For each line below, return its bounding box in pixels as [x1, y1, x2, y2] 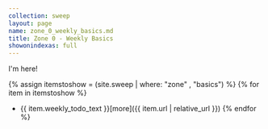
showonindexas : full [8, 42, 78, 50]
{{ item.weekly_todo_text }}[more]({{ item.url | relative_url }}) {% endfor [19, 104, 257, 114]
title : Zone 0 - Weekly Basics [8, 34, 114, 43]
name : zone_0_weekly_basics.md [8, 27, 114, 35]
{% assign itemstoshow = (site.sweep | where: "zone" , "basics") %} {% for [8, 80, 260, 89]
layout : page [8, 19, 52, 27]
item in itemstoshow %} [8, 88, 87, 98]
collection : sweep [8, 11, 70, 20]
